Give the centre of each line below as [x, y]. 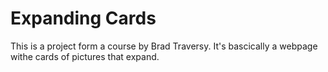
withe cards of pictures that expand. [85, 56]
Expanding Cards [83, 18]
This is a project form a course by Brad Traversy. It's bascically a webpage [164, 46]
